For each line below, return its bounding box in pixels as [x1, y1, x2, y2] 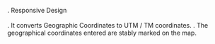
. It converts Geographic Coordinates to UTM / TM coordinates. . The [7, 21, 209, 29]
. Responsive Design [7, 6, 67, 14]
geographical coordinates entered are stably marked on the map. [7, 28, 197, 37]
